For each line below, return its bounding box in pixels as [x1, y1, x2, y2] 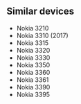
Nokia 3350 [16, 60, 51, 69]
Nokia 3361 [16, 76, 49, 84]
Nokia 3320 [16, 46, 51, 54]
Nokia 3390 [16, 83, 51, 91]
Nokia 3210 [16, 24, 49, 32]
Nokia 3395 [16, 90, 50, 98]
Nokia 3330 [16, 53, 51, 62]
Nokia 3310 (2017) [16, 31, 69, 40]
